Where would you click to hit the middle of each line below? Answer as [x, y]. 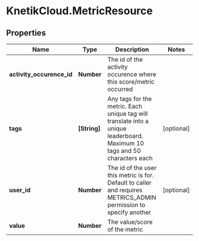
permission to [126, 205]
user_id [20, 190]
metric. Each [125, 106]
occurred [120, 89]
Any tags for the [130, 99]
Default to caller [130, 183]
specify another [129, 212]
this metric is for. [131, 175]
